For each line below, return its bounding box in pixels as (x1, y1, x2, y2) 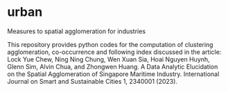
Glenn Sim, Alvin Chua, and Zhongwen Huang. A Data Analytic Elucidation (7, 62, 218, 71)
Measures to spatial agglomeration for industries (7, 27, 146, 35)
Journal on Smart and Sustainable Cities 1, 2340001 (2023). (7, 77, 178, 85)
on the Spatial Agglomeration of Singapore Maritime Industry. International (7, 70, 220, 78)
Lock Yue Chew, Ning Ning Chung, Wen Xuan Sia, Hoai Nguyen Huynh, (7, 55, 210, 63)
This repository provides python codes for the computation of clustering (7, 40, 213, 48)
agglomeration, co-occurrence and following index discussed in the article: (7, 48, 222, 56)
